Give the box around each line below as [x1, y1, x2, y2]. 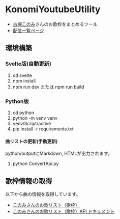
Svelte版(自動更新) [5, 60, 52, 67]
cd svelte [12, 72, 32, 78]
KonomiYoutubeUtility [5, 4, 101, 15]
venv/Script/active [12, 120, 51, 126]
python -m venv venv [12, 115, 57, 121]
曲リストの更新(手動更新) [5, 138, 58, 144]
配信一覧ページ [12, 27, 44, 34]
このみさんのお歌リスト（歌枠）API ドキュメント [12, 208, 115, 214]
